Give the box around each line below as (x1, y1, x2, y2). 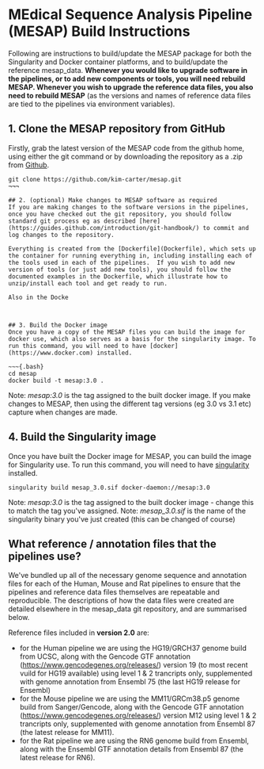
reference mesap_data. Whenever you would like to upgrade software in (8, 65, 247, 75)
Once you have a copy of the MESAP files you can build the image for (8, 327, 246, 336)
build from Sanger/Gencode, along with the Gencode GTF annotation (19, 702, 244, 712)
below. (8, 613, 30, 622)
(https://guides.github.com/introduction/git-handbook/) (8, 224, 200, 231)
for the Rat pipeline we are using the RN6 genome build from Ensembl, (19, 736, 249, 746)
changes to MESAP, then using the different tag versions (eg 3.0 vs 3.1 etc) (8, 399, 251, 408)
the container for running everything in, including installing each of (8, 251, 253, 259)
